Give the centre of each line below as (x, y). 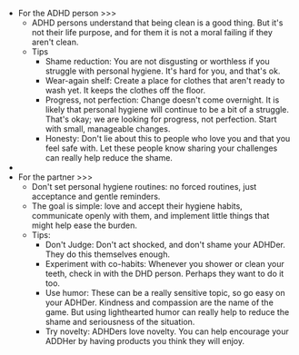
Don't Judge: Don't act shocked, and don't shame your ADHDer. (165, 245)
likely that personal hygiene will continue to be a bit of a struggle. (167, 109)
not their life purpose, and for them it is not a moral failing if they (152, 32)
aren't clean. (55, 42)
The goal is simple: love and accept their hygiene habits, (137, 206)
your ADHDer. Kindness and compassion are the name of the (159, 302)
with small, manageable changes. (108, 129)
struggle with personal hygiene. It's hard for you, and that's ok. (163, 71)
